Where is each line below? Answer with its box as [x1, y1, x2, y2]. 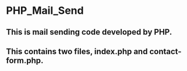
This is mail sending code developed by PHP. [6, 27, 172, 37]
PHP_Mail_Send [6, 4, 84, 17]
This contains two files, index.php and [6, 46, 148, 56]
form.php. [6, 55, 44, 65]
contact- [149, 46, 182, 56]
